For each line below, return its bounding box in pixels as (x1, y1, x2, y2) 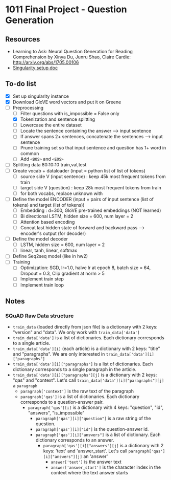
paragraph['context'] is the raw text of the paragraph (20, 388, 134, 395)
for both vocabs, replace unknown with (20, 190, 103, 197)
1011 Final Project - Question (5, 4, 128, 15)
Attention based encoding (20, 219, 75, 225)
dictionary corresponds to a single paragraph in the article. (12, 366, 137, 373)
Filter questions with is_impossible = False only (20, 111, 119, 116)
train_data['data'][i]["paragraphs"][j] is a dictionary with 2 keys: (12, 372, 157, 378)
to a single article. (12, 340, 51, 346)
